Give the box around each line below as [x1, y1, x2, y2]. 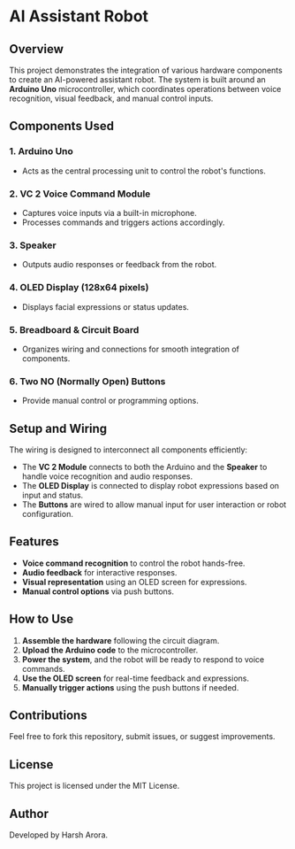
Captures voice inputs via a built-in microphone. [21, 207, 197, 218]
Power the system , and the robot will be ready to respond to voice [21, 653, 265, 665]
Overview [9, 42, 64, 57]
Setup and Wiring [9, 421, 108, 436]
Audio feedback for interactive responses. [21, 567, 178, 577]
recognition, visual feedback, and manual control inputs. [9, 93, 214, 104]
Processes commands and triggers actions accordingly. [21, 217, 225, 228]
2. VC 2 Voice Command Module [9, 188, 151, 200]
